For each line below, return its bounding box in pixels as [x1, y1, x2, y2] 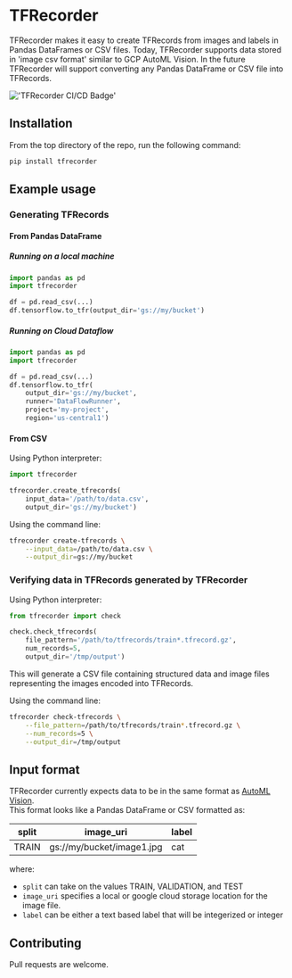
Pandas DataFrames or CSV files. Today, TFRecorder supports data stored [9, 44, 282, 54]
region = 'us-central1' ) [25, 414, 109, 423]
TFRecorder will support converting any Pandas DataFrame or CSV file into [9, 63, 284, 74]
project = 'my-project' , [25, 405, 109, 415]
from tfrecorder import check [9, 611, 122, 620]
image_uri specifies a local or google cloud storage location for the [21, 891, 269, 901]
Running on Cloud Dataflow [9, 325, 114, 336]
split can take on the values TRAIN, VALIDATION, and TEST [21, 881, 244, 892]
